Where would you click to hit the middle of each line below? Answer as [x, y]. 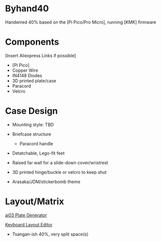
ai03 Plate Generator [26, 215]
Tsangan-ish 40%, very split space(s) [50, 234]
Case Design [31, 111]
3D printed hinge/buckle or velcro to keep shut [59, 172]
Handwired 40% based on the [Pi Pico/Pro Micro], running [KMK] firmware [80, 22]
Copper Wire [25, 70]
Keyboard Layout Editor [29, 224]
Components [32, 42]
